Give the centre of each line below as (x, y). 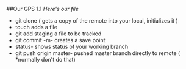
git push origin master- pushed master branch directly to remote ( (98, 53)
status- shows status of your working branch (72, 46)
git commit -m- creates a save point (60, 40)
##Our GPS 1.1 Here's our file (43, 9)
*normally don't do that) (45, 60)
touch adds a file (36, 27)
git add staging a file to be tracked (58, 34)
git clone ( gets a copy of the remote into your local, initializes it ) (96, 20)
